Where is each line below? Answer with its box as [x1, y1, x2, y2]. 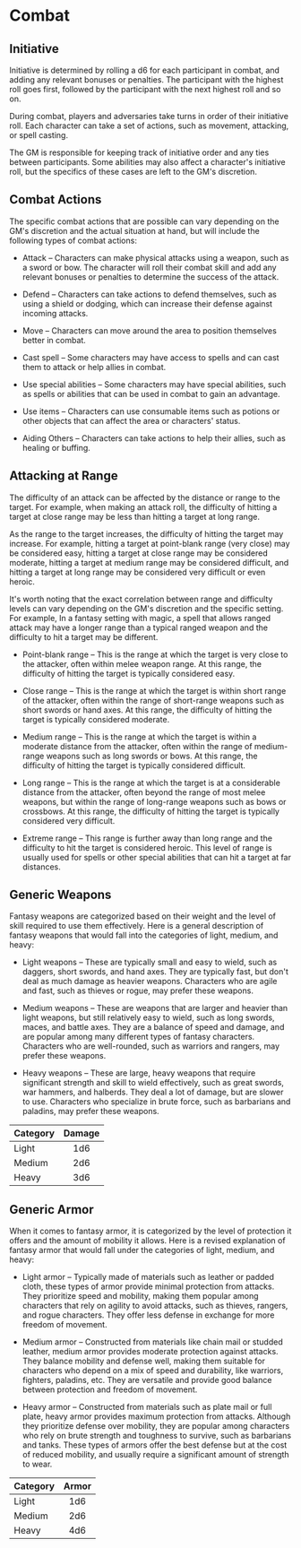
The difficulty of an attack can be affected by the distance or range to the [9, 492, 280, 503]
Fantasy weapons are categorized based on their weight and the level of [9, 911, 276, 921]
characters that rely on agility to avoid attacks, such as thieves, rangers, [21, 1301, 288, 1311]
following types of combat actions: [9, 235, 137, 246]
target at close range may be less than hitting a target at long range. [9, 511, 260, 522]
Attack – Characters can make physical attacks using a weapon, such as [21, 252, 289, 263]
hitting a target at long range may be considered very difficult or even [9, 566, 266, 577]
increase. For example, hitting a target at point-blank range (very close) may [9, 538, 290, 549]
